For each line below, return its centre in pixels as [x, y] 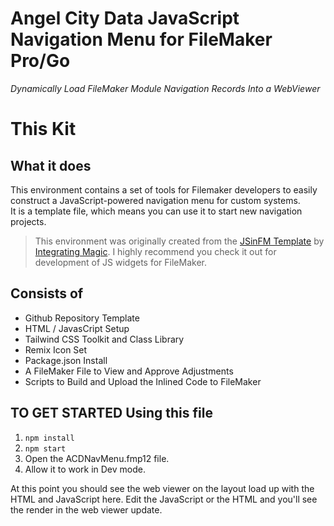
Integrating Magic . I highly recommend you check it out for [155, 251]
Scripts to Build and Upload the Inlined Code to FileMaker [143, 381]
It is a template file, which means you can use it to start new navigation [156, 211]
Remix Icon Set [56, 349]
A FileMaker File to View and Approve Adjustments [129, 371]
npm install [49, 438]
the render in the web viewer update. [86, 509]
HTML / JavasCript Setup [77, 328]
